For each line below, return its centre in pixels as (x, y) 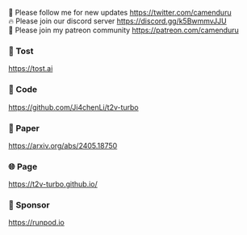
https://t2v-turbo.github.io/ (53, 184)
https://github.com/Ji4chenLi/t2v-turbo (73, 107)
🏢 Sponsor (29, 205)
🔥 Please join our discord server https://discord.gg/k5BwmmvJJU (118, 21)
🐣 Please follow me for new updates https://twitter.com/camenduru (120, 13)
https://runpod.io (36, 223)
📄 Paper (24, 128)
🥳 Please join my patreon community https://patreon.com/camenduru (124, 30)
